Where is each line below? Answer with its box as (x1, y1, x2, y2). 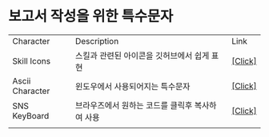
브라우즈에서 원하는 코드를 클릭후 (74, 100, 193, 111)
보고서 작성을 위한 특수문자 (8, 7, 174, 25)
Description (74, 35, 119, 46)
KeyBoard (12, 110, 50, 121)
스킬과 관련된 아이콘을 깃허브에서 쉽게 (74, 49, 210, 61)
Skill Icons (12, 55, 50, 66)
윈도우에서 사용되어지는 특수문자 (74, 80, 191, 92)
